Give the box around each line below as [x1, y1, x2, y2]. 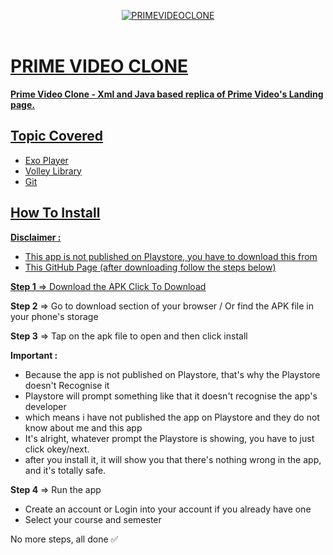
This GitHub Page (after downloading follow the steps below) [24, 261, 277, 273]
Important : [10, 349, 58, 361]
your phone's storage [10, 310, 99, 322]
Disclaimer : [10, 231, 62, 243]
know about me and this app [24, 421, 143, 434]
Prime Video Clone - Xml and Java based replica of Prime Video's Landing [10, 88, 324, 100]
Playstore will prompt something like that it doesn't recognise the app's [24, 390, 318, 402]
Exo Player [24, 154, 69, 166]
